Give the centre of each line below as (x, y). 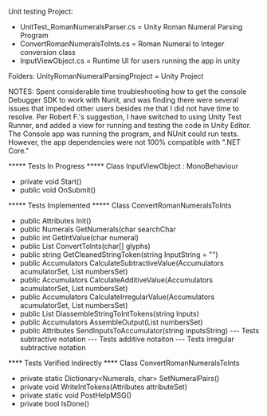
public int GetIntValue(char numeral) (79, 237)
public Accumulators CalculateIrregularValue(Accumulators (117, 297)
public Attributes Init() (55, 221)
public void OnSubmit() (58, 190)
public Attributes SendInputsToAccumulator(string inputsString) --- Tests (139, 330)
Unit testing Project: (41, 12)
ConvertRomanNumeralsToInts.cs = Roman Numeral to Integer (122, 44)
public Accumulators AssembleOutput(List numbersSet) (111, 322)
